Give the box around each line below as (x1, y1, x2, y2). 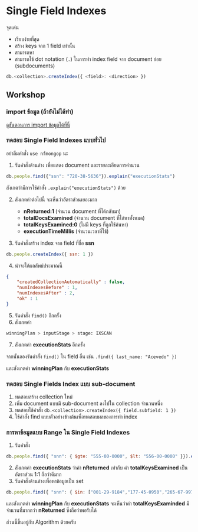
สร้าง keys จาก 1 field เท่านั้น (14, 42, 75, 49)
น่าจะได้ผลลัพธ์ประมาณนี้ (14, 262, 63, 269)
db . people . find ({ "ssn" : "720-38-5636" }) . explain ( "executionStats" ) (6, 173, 176, 179)
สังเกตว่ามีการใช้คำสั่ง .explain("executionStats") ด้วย (6, 184, 126, 191)
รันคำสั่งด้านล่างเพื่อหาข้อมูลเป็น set (14, 478, 84, 485)
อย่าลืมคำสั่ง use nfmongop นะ (6, 150, 68, 157)
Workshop (6, 90, 45, 100)
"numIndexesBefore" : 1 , (16, 285, 78, 291)
